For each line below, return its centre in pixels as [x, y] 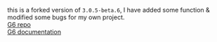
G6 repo [19, 24]
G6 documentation [34, 32]
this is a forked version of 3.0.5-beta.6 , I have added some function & [109, 10]
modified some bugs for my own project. [66, 17]
